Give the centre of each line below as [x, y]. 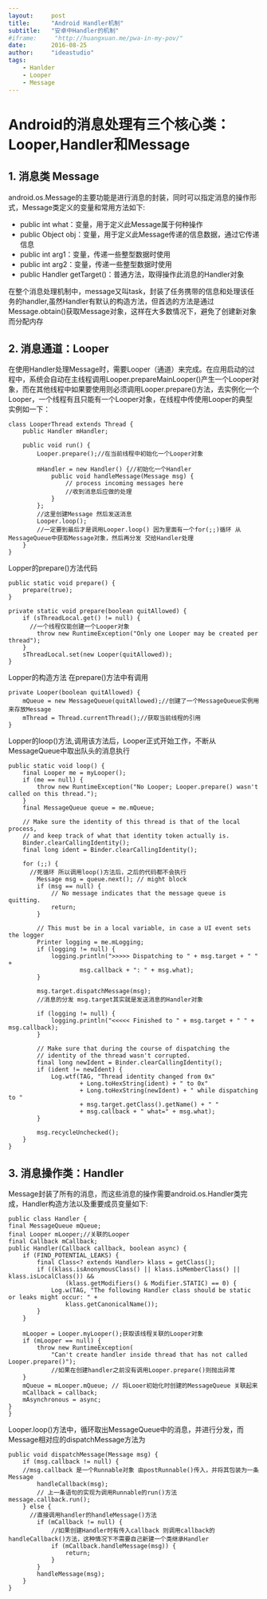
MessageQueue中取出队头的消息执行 [69, 751]
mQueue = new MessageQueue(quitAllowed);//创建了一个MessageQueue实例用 [141, 701]
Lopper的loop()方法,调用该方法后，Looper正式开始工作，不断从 [112, 741]
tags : [17, 61]
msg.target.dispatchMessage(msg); [94, 992]
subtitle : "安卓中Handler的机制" [64, 30]
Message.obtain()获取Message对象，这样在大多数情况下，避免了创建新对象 [132, 311]
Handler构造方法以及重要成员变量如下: [85, 1204]
